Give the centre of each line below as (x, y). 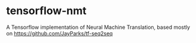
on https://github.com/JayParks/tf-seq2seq (59, 33)
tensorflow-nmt (46, 11)
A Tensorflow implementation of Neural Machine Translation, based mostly (98, 27)
